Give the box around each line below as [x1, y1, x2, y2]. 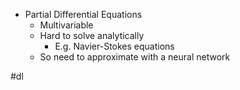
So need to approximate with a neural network [39, 51, 231, 63]
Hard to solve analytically [39, 30, 145, 41]
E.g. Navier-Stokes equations [54, 40, 175, 52]
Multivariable [39, 19, 94, 31]
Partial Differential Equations [24, 9, 143, 20]
